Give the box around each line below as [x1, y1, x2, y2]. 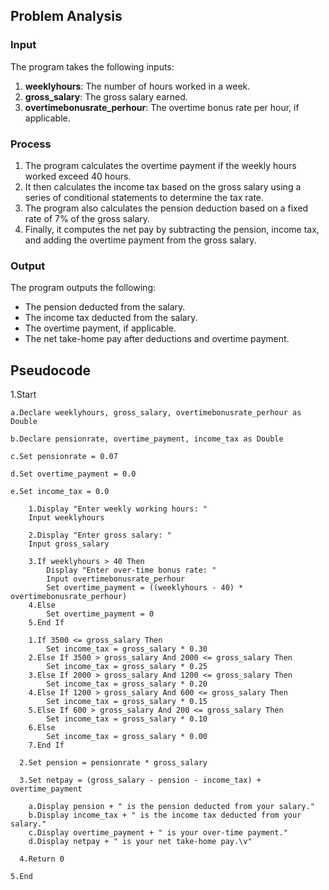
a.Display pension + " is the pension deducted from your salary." [28, 802, 315, 812]
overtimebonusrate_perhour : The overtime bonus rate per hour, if [24, 101, 300, 113]
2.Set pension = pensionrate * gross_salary [19, 758, 208, 768]
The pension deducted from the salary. [24, 301, 186, 313]
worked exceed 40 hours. [24, 170, 132, 182]
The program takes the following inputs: [10, 60, 175, 73]
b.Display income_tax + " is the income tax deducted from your [28, 810, 302, 821]
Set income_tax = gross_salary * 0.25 [46, 662, 208, 672]
